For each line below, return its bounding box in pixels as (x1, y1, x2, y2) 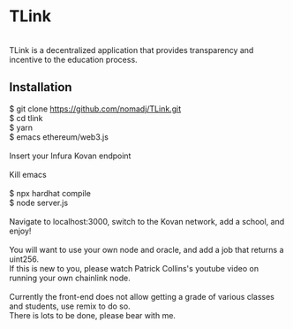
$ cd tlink (9, 112, 43, 123)
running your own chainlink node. (9, 272, 131, 283)
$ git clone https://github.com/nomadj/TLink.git (9, 103, 182, 114)
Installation (9, 80, 72, 95)
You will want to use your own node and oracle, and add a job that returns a (9, 244, 284, 255)
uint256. (9, 254, 40, 264)
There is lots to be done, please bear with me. (9, 310, 177, 320)
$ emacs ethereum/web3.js (9, 131, 109, 142)
